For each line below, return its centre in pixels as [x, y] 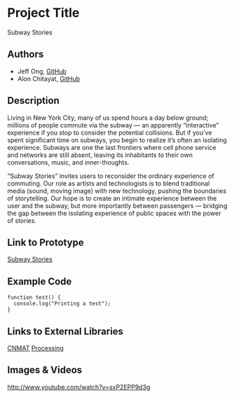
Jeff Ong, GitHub [42, 71]
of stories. [22, 220]
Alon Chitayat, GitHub [49, 78]
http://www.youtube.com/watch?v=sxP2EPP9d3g [79, 387]
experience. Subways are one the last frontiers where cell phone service [112, 147]
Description [33, 101]
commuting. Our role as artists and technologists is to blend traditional [109, 183]
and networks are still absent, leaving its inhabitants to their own [100, 155]
